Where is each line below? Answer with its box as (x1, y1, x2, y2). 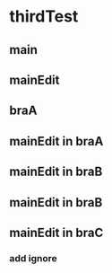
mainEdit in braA (9, 133, 104, 149)
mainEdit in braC (9, 225, 104, 240)
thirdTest (9, 6, 79, 27)
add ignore (9, 251, 57, 264)
